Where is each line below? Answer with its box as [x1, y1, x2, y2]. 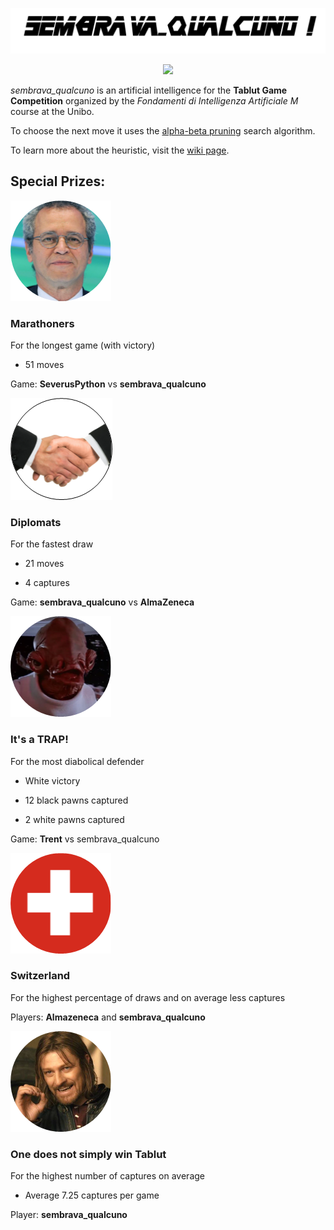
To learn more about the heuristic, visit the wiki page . [10, 144, 230, 156]
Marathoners [10, 316, 75, 330]
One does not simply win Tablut [10, 1147, 167, 1161]
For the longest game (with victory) [10, 339, 156, 351]
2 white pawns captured [24, 813, 125, 825]
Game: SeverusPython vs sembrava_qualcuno [10, 378, 207, 390]
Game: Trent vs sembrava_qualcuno [10, 833, 160, 845]
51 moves [24, 358, 65, 370]
